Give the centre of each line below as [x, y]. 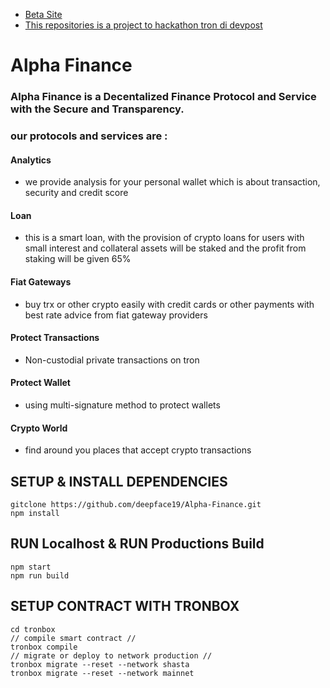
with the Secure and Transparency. [97, 109]
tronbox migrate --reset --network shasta [100, 664]
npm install [35, 514]
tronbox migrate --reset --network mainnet [102, 673]
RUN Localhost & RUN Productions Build [137, 544]
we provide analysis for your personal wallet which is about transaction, [172, 182]
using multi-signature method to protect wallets [122, 405]
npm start [31, 567]
